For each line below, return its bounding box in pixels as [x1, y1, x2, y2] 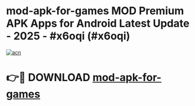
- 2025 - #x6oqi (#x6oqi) [6, 30, 131, 43]
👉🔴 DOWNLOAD [6, 71, 90, 84]
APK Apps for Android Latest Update [6, 17, 190, 30]
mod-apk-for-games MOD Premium [6, 4, 184, 18]
